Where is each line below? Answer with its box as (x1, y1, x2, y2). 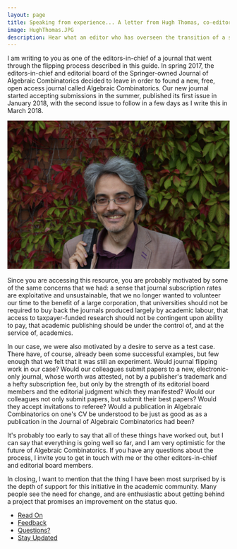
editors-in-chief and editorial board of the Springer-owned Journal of (7, 69, 209, 78)
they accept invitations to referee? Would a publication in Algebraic (7, 402, 202, 411)
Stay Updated (17, 533, 58, 542)
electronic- (196, 365, 229, 373)
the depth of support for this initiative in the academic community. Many (7, 482, 217, 490)
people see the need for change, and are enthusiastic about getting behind (7, 490, 225, 498)
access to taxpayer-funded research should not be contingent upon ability (7, 313, 224, 321)
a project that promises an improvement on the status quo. (7, 497, 178, 505)
